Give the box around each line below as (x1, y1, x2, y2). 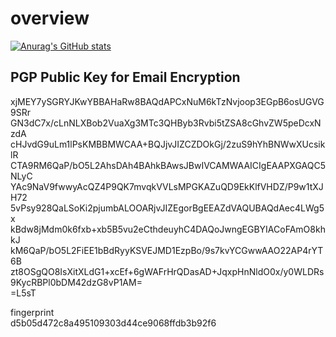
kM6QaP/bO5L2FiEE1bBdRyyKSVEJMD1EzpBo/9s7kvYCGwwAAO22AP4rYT (10, 244, 324, 256)
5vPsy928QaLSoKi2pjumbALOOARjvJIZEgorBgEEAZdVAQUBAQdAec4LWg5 (10, 202, 325, 214)
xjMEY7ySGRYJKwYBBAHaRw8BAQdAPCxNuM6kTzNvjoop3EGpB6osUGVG (10, 95, 325, 107)
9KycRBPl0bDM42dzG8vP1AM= (10, 276, 143, 288)
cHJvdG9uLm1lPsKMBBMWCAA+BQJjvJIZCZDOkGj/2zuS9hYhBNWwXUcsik (10, 138, 326, 150)
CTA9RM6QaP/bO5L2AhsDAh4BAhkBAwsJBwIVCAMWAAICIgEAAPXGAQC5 (10, 159, 326, 171)
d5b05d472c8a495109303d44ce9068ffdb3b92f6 (10, 317, 217, 329)
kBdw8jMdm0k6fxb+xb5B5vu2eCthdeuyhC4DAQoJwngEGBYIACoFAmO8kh (10, 223, 326, 235)
